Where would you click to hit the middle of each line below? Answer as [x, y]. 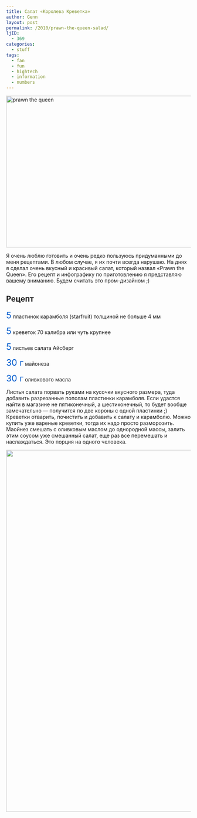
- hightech [25, 71]
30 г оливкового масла [39, 378]
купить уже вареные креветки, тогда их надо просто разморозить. [90, 423]
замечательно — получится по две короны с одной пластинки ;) [87, 410]
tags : [13, 55]
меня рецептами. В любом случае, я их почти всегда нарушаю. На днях [97, 262]
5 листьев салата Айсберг [40, 347]
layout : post [22, 22]
